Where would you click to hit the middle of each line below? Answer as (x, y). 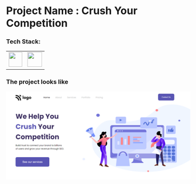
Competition (37, 23)
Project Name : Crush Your (72, 11)
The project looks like (37, 81)
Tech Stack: (23, 42)
